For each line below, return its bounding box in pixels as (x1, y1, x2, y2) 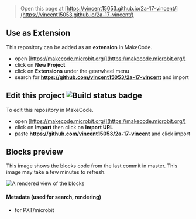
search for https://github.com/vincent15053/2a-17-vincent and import (14, 73, 189, 81)
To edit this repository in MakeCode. (6, 106, 94, 113)
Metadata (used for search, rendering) (6, 193, 101, 201)
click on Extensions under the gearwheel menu (14, 67, 130, 74)
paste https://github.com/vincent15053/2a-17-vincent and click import (14, 130, 191, 137)
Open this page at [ (20, 5, 67, 12)
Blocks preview (6, 147, 63, 157)
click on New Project (14, 61, 66, 68)
